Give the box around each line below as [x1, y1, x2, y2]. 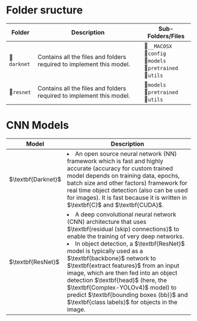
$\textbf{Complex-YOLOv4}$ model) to [67, 283, 177, 291]
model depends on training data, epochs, [67, 171, 180, 180]
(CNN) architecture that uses [67, 218, 147, 226]
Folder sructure [6, 4, 83, 17]
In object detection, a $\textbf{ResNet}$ [75, 239, 185, 247]
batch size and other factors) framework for [67, 179, 188, 187]
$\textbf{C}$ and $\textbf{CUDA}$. [67, 201, 164, 209]
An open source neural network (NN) [75, 150, 177, 158]
